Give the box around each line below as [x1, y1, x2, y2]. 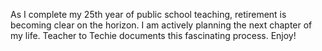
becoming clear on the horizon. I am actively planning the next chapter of [10, 19, 313, 31]
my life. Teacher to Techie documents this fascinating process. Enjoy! [10, 30, 297, 41]
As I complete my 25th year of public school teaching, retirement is [10, 9, 287, 20]
